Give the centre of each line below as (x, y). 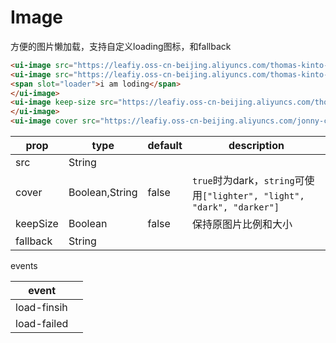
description (256, 146)
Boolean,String (103, 193)
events (24, 266)
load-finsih (41, 308)
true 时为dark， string (243, 181)
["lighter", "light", (253, 196)
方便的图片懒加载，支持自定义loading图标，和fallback (121, 46)
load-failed (42, 324)
